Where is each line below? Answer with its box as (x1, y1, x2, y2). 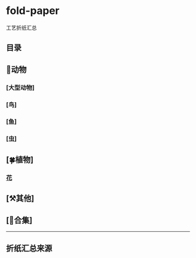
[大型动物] (6, 83, 35, 92)
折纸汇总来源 (6, 243, 52, 253)
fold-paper (6, 4, 60, 18)
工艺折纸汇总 (6, 24, 37, 31)
